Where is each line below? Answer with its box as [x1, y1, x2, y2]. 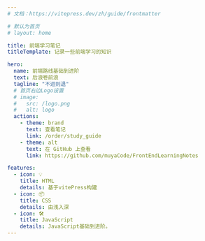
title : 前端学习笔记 [7, 42, 61, 49]
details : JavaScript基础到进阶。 [20, 223, 111, 231]
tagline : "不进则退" [13, 80, 69, 87]
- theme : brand [20, 119, 64, 126]
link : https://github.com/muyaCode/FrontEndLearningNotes [25, 152, 199, 159]
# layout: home [7, 29, 52, 36]
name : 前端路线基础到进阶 [13, 68, 80, 75]
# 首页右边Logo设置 [13, 87, 64, 94]
